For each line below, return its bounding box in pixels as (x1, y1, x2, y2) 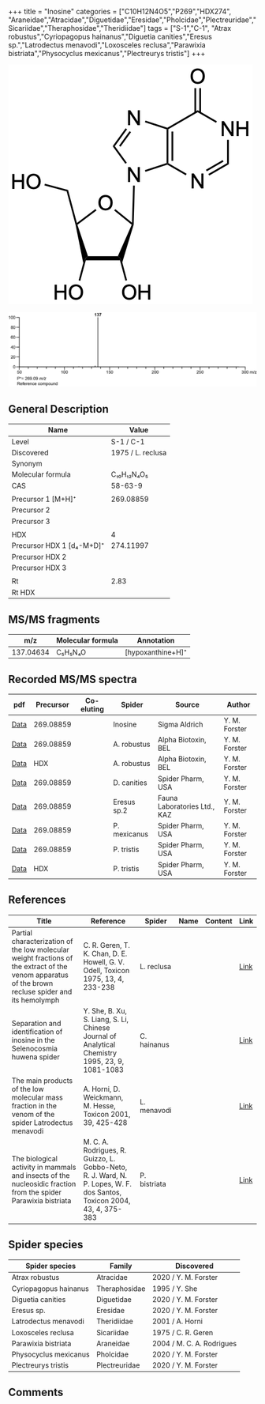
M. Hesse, (83, 1101, 116, 1111)
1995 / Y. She (152, 1284, 198, 1293)
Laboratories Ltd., (157, 802, 215, 811)
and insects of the (11, 1171, 70, 1180)
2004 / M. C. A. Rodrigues (152, 1338, 237, 1348)
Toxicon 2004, (83, 1196, 131, 1206)
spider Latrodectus (11, 1118, 73, 1127)
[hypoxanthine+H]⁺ (125, 647, 188, 657)
